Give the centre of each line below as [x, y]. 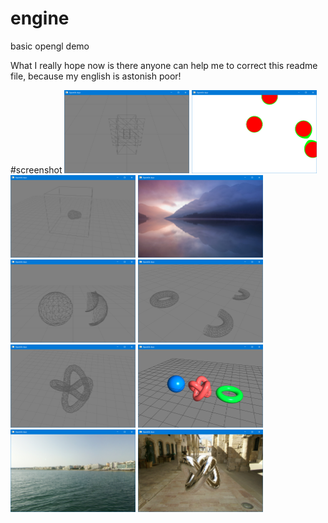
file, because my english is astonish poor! [96, 76]
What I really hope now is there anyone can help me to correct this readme [164, 65]
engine [40, 18]
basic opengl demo [50, 46]
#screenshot [36, 169]
